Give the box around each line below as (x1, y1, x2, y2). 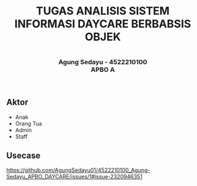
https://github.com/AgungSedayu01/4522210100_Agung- (6, 166, 151, 174)
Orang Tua (15, 120, 42, 127)
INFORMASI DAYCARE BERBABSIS (14, 17, 191, 31)
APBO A (91, 65, 115, 74)
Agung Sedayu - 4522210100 (58, 58, 147, 66)
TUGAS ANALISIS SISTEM (35, 4, 170, 18)
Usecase (6, 150, 41, 160)
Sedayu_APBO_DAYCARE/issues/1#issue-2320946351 (6, 173, 143, 181)
